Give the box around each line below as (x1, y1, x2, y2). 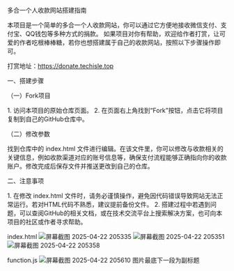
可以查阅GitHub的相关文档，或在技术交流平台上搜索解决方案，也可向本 (19, 209, 223, 217)
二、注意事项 (7, 177, 44, 185)
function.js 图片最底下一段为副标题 (7, 256, 200, 264)
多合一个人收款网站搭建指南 (7, 6, 87, 14)
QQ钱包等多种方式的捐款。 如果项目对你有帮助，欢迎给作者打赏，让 (25, 30, 220, 38)
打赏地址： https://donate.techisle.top (7, 62, 114, 70)
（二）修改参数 (7, 130, 50, 138)
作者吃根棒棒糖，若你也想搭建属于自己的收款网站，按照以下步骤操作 (19, 38, 214, 47)
